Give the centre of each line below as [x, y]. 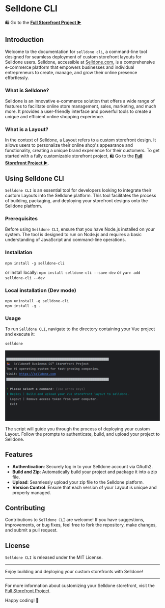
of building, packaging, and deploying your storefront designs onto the [77, 201]
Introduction [25, 40]
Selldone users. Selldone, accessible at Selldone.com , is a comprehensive [80, 62]
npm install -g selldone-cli [35, 263]
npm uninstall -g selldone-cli [37, 301]
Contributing [25, 508]
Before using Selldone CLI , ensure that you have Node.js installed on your [80, 229]
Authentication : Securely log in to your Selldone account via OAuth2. [82, 466]
